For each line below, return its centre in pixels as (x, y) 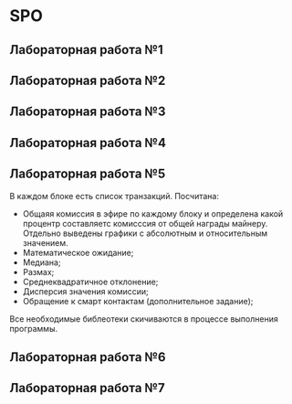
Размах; (38, 271)
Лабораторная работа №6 (88, 357)
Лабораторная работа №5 (88, 174)
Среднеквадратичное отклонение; (90, 282)
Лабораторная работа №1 (87, 50)
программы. (33, 328)
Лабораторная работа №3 (88, 112)
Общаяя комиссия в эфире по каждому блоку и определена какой (153, 213)
